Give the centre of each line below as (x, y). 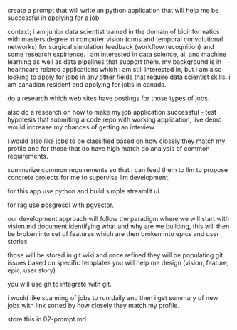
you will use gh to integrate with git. (59, 284)
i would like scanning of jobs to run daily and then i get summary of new (113, 298)
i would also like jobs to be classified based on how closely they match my (116, 141)
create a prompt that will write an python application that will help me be (113, 10)
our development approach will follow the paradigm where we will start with (118, 219)
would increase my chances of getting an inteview (81, 127)
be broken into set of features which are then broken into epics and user (113, 234)
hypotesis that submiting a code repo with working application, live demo (115, 119)
